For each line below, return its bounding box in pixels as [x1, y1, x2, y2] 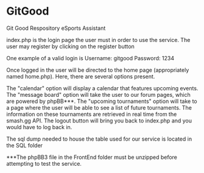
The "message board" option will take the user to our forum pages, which [6, 91, 191, 98]
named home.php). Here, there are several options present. [6, 72, 155, 80]
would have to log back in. [6, 123, 72, 130]
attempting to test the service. [6, 160, 82, 167]
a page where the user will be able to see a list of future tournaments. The [6, 104, 192, 111]
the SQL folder [6, 141, 43, 149]
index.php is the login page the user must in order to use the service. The [6, 36, 191, 43]
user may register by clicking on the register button [6, 43, 135, 50]
